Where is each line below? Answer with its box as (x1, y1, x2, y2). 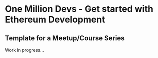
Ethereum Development (5, 14, 106, 25)
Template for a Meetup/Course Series (5, 34, 125, 42)
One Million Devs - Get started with (5, 3, 154, 15)
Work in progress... (5, 47, 44, 53)
